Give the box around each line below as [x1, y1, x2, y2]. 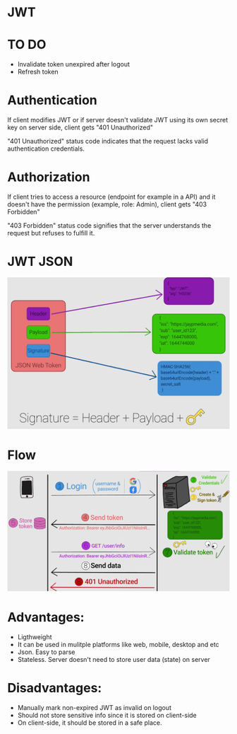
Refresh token [17, 68, 59, 76]
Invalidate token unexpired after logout [17, 60, 130, 69]
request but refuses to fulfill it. [7, 229, 95, 237]
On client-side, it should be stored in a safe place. [17, 718, 162, 727]
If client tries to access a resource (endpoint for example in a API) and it [7, 192, 216, 201]
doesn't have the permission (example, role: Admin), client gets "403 [7, 200, 207, 209]
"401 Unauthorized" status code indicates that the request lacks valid [7, 137, 209, 146]
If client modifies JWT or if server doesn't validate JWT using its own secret [7, 116, 229, 124]
